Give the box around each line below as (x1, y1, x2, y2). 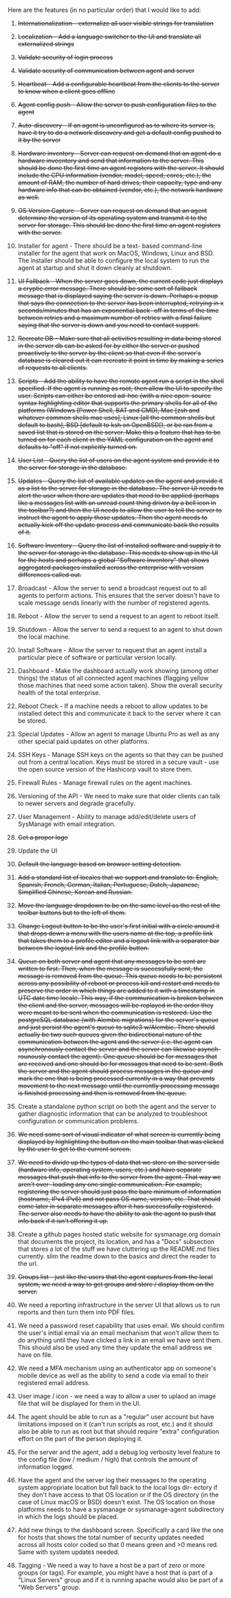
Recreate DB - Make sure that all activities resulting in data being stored (17, 334, 221, 342)
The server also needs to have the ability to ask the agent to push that (17, 1210, 216, 1218)
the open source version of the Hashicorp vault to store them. (17, 765, 193, 774)
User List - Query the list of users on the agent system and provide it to (17, 456, 220, 464)
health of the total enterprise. (17, 689, 101, 696)
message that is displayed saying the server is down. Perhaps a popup (17, 292, 219, 300)
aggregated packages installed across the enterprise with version (17, 563, 204, 571)
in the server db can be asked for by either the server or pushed (17, 342, 200, 350)
